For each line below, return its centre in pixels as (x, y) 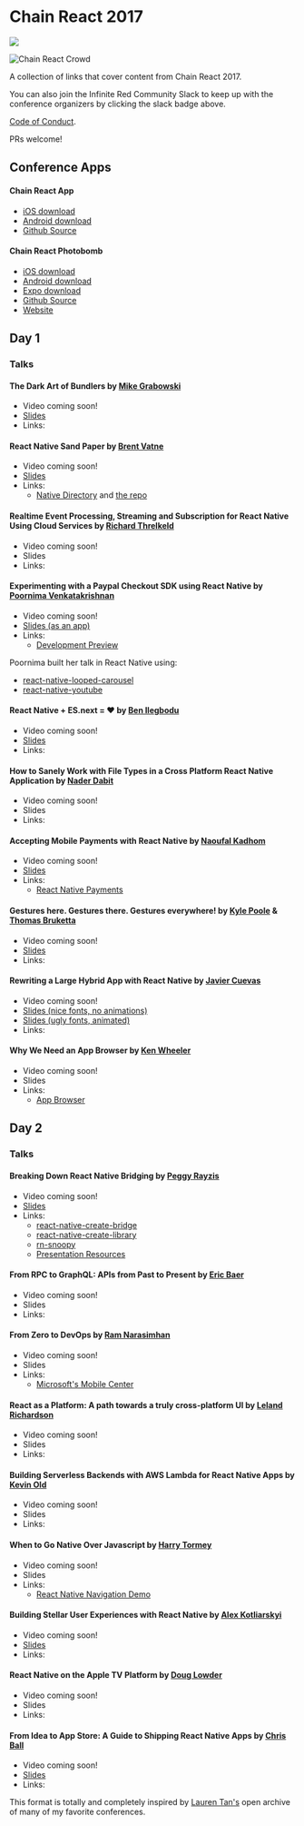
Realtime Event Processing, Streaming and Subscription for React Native (149, 516)
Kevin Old (28, 1484)
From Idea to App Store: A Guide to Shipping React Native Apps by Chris (148, 1735)
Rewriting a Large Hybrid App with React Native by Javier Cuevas (135, 981)
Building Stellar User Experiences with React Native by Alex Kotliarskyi (146, 1615)
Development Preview (77, 645)
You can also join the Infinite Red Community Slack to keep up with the (142, 94)
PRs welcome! (36, 139)
